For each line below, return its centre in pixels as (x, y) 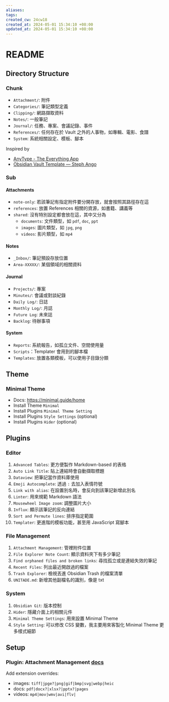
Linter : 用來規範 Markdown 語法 (47, 497)
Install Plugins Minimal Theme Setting (52, 411)
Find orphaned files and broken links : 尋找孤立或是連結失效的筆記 (85, 561)
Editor (14, 453)
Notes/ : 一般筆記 (30, 119)
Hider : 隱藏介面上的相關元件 (43, 612)
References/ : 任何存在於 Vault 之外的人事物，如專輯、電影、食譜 (81, 132)
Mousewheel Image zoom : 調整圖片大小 (52, 503)
